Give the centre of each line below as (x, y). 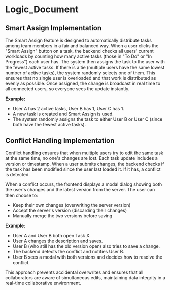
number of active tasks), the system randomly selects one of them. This (80, 73)
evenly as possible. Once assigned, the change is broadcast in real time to (83, 83)
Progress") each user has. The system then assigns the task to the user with (85, 62)
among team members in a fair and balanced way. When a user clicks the (82, 46)
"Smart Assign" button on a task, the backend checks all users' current (79, 51)
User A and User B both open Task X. (52, 235)
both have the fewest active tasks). (49, 125)
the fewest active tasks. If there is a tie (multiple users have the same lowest (85, 67)
